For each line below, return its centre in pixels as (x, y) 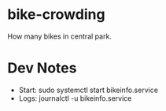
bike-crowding (56, 15)
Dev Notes (42, 68)
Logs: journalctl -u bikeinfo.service (75, 98)
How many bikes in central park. (59, 36)
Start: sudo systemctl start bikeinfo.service (89, 90)
